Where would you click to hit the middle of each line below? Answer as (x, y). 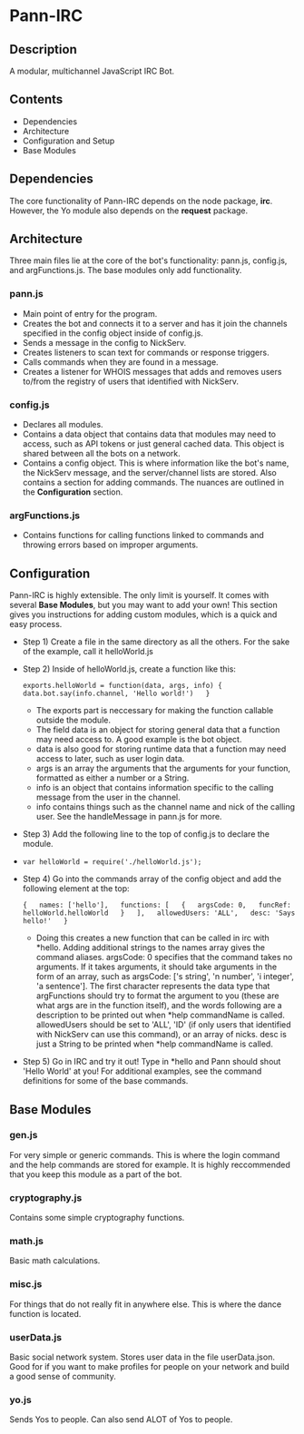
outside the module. (74, 720)
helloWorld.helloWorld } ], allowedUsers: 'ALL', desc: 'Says (159, 913)
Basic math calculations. (55, 1261)
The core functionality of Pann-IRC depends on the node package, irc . (141, 201)
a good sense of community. (63, 1377)
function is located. (45, 1313)
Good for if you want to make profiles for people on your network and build (150, 1367)
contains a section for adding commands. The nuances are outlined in (153, 483)
